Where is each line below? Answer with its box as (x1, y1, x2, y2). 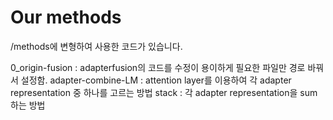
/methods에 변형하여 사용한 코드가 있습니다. (10, 40, 183, 52)
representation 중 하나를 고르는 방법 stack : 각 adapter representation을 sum (10, 86, 318, 98)
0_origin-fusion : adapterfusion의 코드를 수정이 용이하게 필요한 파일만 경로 (10, 61, 306, 73)
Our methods (10, 6, 122, 29)
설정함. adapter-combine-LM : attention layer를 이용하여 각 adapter (20, 74, 292, 86)
